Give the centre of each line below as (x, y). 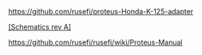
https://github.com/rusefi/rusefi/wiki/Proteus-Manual (95, 42)
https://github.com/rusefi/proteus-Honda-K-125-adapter (101, 12)
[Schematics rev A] (40, 27)
